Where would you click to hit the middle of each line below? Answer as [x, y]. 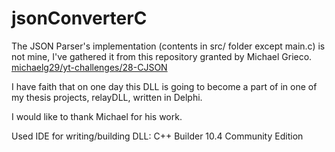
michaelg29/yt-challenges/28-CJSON [89, 67]
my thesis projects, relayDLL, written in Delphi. [107, 97]
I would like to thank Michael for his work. [97, 116]
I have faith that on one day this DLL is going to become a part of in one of [164, 86]
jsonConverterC [79, 18]
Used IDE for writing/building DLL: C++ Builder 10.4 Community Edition [157, 136]
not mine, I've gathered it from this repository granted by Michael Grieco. [162, 56]
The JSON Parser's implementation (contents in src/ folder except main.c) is [168, 46]
